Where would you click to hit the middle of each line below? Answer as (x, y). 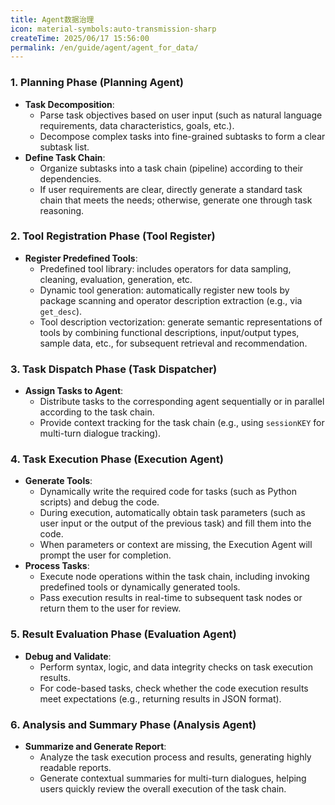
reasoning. (62, 210)
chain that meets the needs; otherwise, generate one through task (176, 200)
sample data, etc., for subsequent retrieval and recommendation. (173, 343)
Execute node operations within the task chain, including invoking (174, 577)
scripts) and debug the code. (99, 502)
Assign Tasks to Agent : (74, 391)
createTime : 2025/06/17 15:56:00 (80, 38)
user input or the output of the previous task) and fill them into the (175, 523)
